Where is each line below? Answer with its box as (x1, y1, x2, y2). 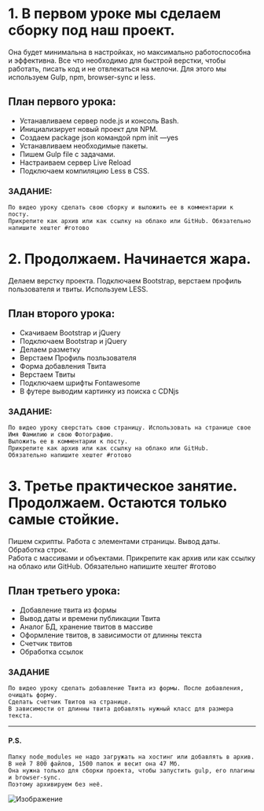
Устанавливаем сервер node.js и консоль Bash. (19, 115, 179, 126)
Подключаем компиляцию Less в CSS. (19, 166, 150, 175)
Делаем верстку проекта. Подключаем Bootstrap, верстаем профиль (8, 276, 242, 285)
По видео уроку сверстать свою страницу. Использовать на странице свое (8, 424, 251, 432)
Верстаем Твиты (19, 370, 76, 379)
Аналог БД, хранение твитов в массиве (19, 622, 153, 631)
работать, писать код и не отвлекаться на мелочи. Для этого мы (8, 64, 226, 73)
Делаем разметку (19, 345, 81, 354)
